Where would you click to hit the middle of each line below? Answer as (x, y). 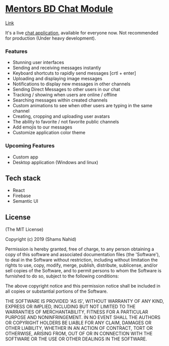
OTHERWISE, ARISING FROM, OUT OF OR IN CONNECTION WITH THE (79, 334)
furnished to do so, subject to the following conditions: (62, 276)
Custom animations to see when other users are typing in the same (82, 106)
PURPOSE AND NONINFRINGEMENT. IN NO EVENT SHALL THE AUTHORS (83, 318)
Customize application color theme (49, 133)
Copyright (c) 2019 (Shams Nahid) (41, 239)
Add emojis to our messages (42, 127)
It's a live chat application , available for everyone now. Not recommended (82, 33)
